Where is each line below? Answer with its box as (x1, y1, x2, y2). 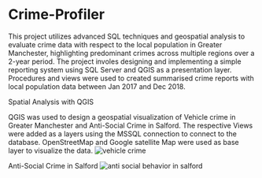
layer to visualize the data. (8, 146, 93, 155)
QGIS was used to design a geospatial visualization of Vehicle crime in (8, 112, 236, 121)
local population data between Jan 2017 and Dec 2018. (8, 81, 186, 91)
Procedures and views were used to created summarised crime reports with (8, 73, 254, 83)
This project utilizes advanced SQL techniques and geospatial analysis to (8, 32, 245, 41)
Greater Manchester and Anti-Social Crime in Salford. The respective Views (8, 121, 253, 130)
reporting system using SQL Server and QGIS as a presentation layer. (8, 65, 232, 74)
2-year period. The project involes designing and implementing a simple (8, 57, 242, 66)
